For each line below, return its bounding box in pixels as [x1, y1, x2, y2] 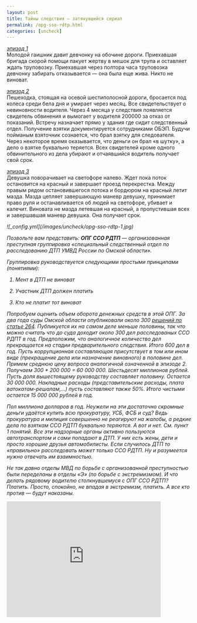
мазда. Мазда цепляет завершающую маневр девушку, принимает [6, 193, 175, 200]
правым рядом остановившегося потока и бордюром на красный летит [6, 187, 187, 194]
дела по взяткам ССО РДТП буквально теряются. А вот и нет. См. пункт [6, 422, 189, 429]
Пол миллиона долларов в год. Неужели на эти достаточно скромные [6, 403, 184, 410]
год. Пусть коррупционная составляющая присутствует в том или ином [6, 348, 188, 355]
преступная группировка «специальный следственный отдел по [6, 241, 169, 248]
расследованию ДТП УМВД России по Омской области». [6, 247, 152, 254]
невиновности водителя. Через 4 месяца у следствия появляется [6, 107, 172, 114]
